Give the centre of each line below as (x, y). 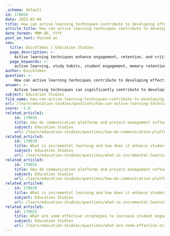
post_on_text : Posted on (31, 38)
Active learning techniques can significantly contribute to (80, 90)
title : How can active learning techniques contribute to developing (80, 24)
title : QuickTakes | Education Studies (52, 47)
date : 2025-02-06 (24, 19)
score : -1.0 (18, 108)
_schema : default (24, 10)
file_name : (17, 99)
